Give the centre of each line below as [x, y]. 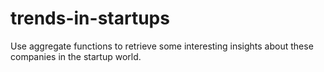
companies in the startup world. [76, 56]
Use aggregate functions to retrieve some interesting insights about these [162, 46]
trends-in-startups [90, 18]
